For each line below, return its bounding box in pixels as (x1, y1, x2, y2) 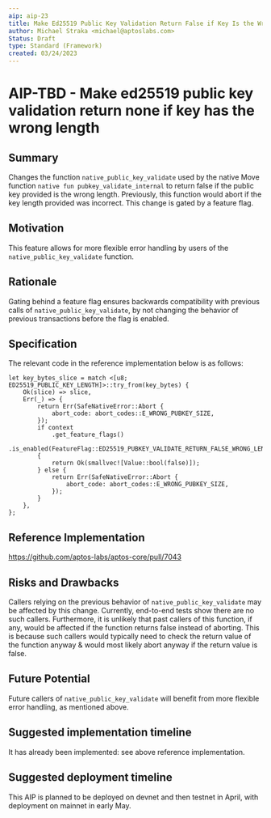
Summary (8, 150, 59, 164)
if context (37, 424, 74, 432)
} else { (37, 466, 67, 474)
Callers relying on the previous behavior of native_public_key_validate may (8, 597, 262, 607)
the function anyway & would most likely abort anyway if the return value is (8, 640, 258, 650)
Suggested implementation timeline (8, 726, 192, 740)
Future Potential (8, 672, 90, 686)
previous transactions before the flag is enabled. (8, 313, 169, 324)
